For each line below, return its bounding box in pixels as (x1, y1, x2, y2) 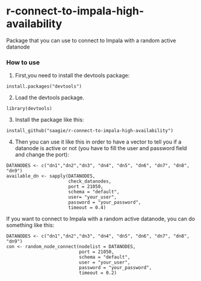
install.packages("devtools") (6, 83, 82, 89)
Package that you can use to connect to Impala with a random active (6, 37, 176, 44)
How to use (6, 58, 40, 67)
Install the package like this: (14, 116, 84, 124)
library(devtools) (6, 106, 52, 112)
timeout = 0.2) (79, 270, 117, 276)
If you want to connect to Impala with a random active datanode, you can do (6, 215, 196, 223)
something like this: (6, 222, 55, 229)
